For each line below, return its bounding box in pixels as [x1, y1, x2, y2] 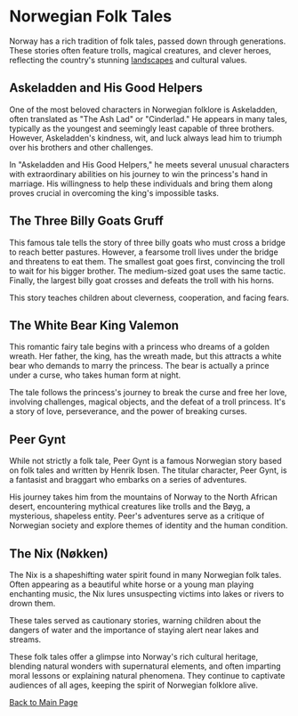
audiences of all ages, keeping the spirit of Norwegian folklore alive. [9, 679, 259, 690]
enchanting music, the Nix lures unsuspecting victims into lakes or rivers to [9, 589, 285, 598]
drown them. [9, 598, 56, 608]
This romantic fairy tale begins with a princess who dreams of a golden [9, 341, 270, 353]
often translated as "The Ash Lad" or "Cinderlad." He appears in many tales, [9, 113, 287, 124]
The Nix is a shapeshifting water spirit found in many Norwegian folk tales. [9, 570, 282, 580]
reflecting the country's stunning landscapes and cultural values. [9, 54, 247, 65]
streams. [9, 634, 42, 645]
